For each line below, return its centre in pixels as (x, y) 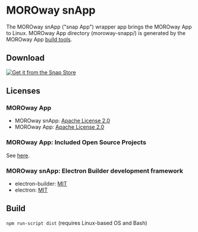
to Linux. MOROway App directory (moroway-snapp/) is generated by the (96, 33)
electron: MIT (31, 190)
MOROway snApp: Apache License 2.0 (62, 121)
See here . (18, 155)
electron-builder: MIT (41, 184)
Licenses (23, 91)
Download (25, 58)
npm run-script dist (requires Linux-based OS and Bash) (77, 223)
